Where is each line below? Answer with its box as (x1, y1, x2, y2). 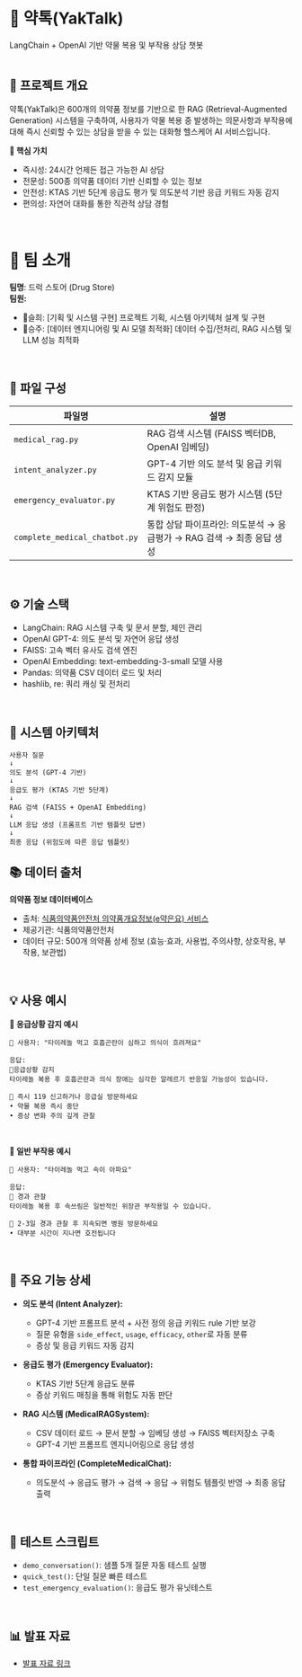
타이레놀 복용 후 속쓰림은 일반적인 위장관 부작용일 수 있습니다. (9, 1202, 212, 1211)
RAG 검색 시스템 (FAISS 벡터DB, (147, 427, 277, 439)
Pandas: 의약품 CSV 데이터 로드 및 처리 (22, 667, 162, 679)
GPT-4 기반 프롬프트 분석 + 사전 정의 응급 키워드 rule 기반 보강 (35, 1318, 256, 1328)
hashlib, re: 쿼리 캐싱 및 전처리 (22, 679, 130, 689)
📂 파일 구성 (9, 381, 67, 396)
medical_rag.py (13, 434, 79, 445)
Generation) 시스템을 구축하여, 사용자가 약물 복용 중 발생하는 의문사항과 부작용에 (9, 114, 293, 126)
